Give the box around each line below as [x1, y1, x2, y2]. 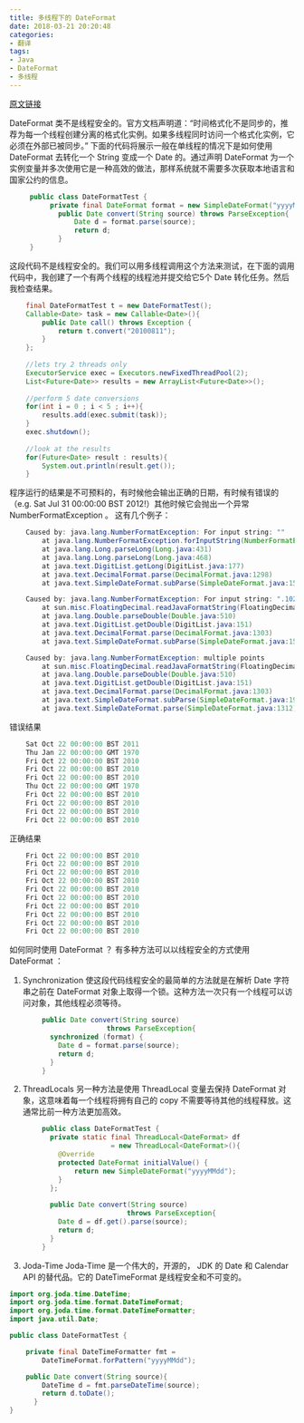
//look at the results [25, 444, 111, 453]
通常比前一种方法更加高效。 [22, 1107, 127, 1118]
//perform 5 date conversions [25, 393, 140, 403]
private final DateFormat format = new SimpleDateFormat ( [49, 200, 273, 209]
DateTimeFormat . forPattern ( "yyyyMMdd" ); [42, 1356, 196, 1365]
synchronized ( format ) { [49, 1032, 144, 1041]
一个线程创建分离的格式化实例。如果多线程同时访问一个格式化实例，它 [33, 129, 295, 140]
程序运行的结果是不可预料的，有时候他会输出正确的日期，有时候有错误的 [9, 487, 279, 499]
